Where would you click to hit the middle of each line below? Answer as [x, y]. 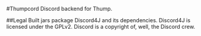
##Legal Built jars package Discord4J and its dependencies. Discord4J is [98, 20]
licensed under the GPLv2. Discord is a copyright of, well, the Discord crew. [101, 27]
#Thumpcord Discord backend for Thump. [59, 9]
